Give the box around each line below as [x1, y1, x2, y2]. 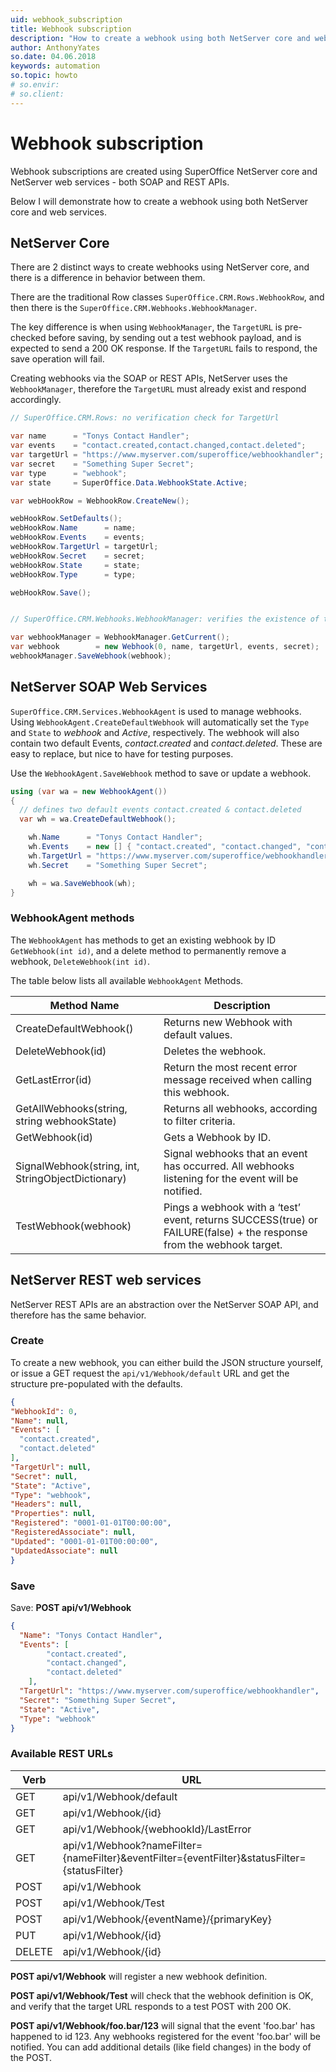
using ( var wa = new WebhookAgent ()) [10, 786, 168, 796]
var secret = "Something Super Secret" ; [10, 459, 195, 469]
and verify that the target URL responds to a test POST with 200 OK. [10, 2000, 292, 2012]
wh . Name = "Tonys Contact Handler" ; [28, 832, 203, 843]
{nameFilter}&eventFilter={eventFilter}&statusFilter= [62, 1851, 307, 1865]
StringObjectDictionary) [15, 1171, 127, 1185]
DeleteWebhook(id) [15, 1044, 107, 1058]
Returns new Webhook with [163, 1015, 293, 1029]
